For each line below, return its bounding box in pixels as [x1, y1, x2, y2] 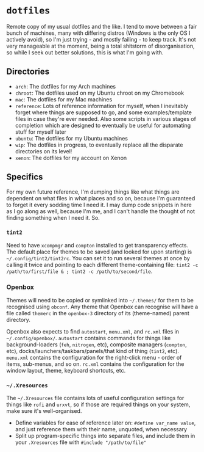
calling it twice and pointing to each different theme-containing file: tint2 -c [6, 261, 199, 268]
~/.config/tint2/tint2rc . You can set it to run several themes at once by [6, 254, 190, 261]
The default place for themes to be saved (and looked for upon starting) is [6, 248, 192, 255]
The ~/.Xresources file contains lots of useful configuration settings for [6, 395, 185, 402]
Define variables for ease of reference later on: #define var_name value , [15, 419, 196, 426]
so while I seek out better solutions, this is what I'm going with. [6, 48, 164, 56]
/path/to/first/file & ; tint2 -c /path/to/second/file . [6, 268, 153, 275]
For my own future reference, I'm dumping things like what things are [6, 188, 180, 195]
